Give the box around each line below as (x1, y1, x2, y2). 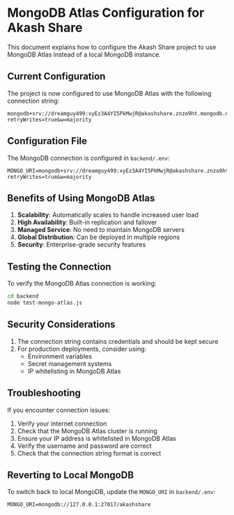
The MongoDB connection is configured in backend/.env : (7, 154, 170, 162)
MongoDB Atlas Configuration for (7, 5, 205, 21)
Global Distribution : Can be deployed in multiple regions (17, 233, 180, 242)
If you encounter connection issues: (7, 405, 110, 414)
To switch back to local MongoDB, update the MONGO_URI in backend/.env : (7, 488, 216, 496)
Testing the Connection (7, 261, 111, 273)
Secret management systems (27, 359, 112, 368)
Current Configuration (7, 71, 106, 82)
